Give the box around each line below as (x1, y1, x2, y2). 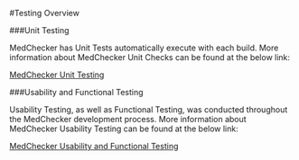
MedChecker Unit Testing (9, 69, 105, 80)
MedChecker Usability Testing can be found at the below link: (9, 123, 238, 134)
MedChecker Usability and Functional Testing (9, 141, 179, 151)
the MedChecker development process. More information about (9, 114, 247, 124)
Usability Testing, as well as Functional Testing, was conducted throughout (9, 104, 288, 115)
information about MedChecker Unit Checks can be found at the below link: (9, 52, 291, 62)
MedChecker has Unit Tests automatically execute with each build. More (9, 42, 279, 53)
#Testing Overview (9, 8, 79, 18)
